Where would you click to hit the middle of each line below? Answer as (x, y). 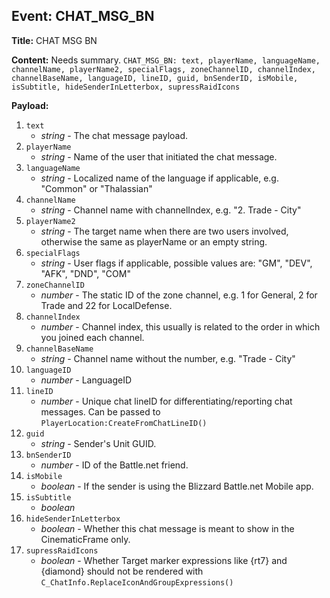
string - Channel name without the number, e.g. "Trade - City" (168, 358)
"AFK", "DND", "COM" (85, 273)
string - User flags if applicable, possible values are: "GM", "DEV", (176, 263)
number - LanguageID (86, 380)
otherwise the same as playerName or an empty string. (154, 241)
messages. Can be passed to (100, 411)
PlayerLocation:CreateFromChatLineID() (124, 423)
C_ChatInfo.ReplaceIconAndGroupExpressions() (137, 582)
